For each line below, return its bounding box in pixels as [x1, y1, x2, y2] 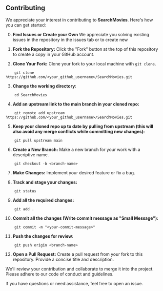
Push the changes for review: [12, 233, 74, 239]
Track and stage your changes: [12, 179, 78, 185]
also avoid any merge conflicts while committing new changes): [12, 128, 145, 134]
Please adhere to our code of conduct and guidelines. [5, 271, 114, 277]
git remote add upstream [14, 110, 65, 115]
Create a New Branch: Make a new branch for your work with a [12, 146, 141, 152]
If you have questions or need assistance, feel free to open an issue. [5, 280, 143, 286]
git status [14, 188, 37, 193]
